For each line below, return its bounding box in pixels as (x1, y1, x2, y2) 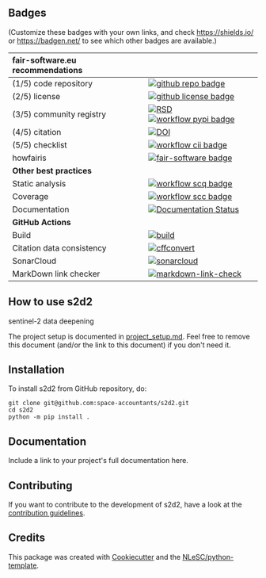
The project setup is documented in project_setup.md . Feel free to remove (8, 331, 251, 341)
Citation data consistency (12, 242, 107, 253)
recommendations (12, 64, 83, 75)
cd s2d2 (8, 406, 34, 415)
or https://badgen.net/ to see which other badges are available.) (8, 36, 218, 45)
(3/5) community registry (12, 109, 107, 120)
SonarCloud (12, 255, 57, 266)
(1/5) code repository (12, 78, 93, 89)
